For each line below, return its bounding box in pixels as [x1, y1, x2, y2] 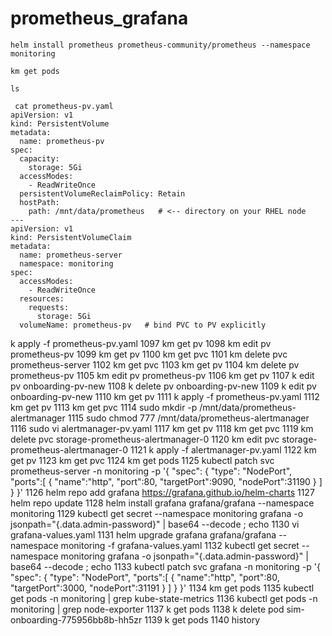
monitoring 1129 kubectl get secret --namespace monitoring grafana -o [10, 507, 304, 519]
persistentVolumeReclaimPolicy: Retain [19, 188, 186, 199]
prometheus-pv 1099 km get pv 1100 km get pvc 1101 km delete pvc [10, 348, 288, 360]
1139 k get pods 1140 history [144, 613, 261, 626]
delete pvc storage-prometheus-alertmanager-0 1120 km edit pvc [10, 433, 280, 445]
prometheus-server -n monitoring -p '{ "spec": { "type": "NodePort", [10, 465, 293, 477]
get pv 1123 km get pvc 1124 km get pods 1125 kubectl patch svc [10, 454, 275, 466]
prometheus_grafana [10, 7, 189, 30]
